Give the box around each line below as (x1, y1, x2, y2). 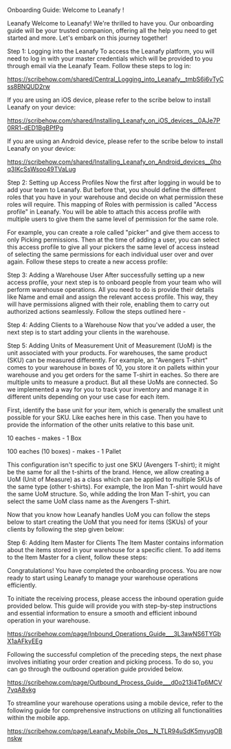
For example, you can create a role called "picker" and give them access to (7, 229, 220, 236)
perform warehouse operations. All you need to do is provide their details (7, 286, 214, 293)
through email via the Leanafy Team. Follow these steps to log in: (7, 62, 191, 70)
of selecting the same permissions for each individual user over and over (7, 251, 214, 258)
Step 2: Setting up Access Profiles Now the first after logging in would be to (7, 178, 221, 187)
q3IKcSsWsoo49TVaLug (7, 165, 76, 173)
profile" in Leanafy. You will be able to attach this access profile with (7, 208, 201, 215)
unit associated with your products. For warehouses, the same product (7, 349, 208, 357)
